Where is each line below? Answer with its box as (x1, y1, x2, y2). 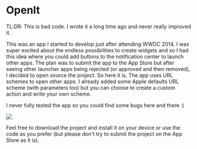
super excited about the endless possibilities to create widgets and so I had (6, 46, 189, 53)
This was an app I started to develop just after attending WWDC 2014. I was (6, 40, 189, 48)
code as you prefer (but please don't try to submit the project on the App (6, 130, 182, 137)
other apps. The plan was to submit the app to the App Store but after (6, 59, 175, 66)
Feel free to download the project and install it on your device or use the (6, 124, 181, 131)
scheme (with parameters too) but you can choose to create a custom (6, 84, 175, 91)
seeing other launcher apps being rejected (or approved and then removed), (6, 65, 191, 72)
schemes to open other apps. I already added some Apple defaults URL (6, 77, 179, 85)
